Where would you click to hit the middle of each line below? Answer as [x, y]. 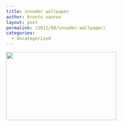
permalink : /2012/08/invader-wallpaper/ [56, 28]
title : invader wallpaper [38, 11]
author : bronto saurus [34, 17]
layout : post [22, 22]
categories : [21, 33]
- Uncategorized [31, 38]
